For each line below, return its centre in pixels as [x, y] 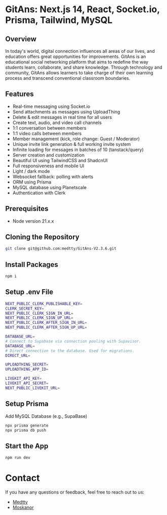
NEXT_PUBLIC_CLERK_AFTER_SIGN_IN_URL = [46, 323]
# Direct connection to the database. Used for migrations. [70, 351]
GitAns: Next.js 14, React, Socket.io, [82, 9]
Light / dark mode [31, 171]
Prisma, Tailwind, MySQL [59, 20]
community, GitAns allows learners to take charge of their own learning [79, 73]
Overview [21, 39]
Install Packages [32, 265]
